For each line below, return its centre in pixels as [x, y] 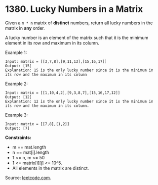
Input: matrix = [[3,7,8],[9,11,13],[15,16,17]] [56, 61]
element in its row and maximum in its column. [52, 43]
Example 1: [16, 52]
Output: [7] [17, 128]
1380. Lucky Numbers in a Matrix [74, 9]
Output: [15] [19, 66]
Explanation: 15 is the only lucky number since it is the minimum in [79, 70]
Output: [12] [19, 97]
